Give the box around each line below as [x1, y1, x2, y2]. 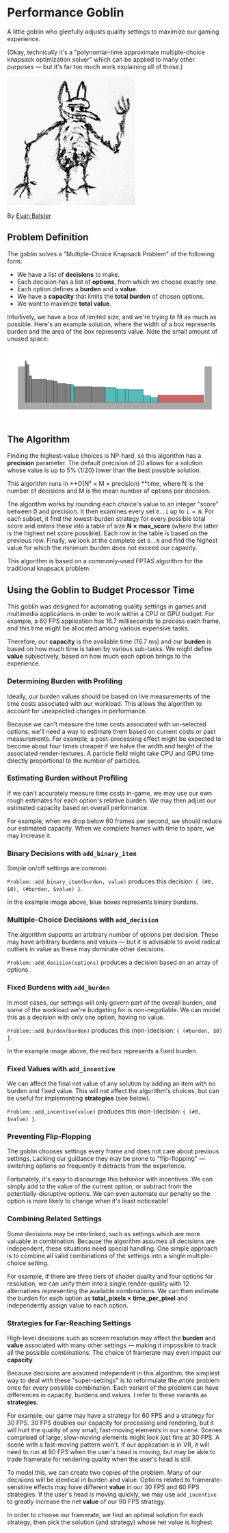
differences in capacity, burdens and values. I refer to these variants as [7, 1390, 207, 1399]
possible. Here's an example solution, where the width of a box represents [7, 320, 217, 328]
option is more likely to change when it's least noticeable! [7, 1197, 169, 1205]
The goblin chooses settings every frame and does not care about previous [7, 1147, 219, 1155]
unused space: [7, 334, 49, 343]
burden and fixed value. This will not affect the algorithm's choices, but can [7, 1086, 220, 1094]
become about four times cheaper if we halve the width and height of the [7, 741, 213, 750]
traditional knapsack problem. [7, 564, 91, 573]
